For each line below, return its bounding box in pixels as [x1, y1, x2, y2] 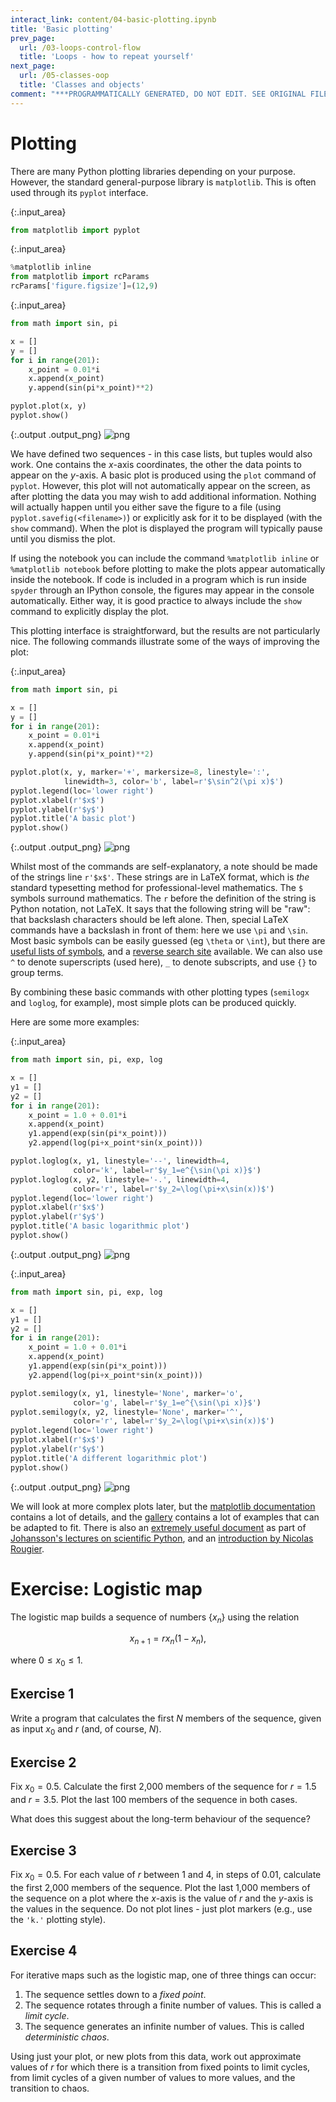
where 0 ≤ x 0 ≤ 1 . [10, 1654, 83, 1669]
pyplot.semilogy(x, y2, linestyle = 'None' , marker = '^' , [10, 1407, 244, 1417]
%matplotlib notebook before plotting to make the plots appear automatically [10, 562, 326, 575]
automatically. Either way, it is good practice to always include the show [10, 594, 302, 606]
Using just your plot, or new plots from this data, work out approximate [10, 2050, 302, 2062]
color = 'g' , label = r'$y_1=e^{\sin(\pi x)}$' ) [73, 1397, 262, 1408]
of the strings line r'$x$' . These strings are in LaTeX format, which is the [10, 871, 310, 883]
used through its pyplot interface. [10, 186, 149, 198]
